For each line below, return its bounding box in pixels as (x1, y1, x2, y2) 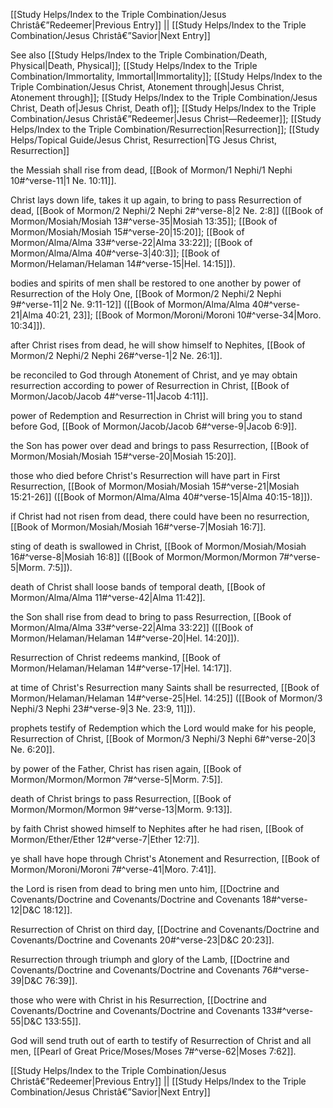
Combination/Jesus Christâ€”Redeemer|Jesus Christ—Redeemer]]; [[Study (10, 113, 322, 124)
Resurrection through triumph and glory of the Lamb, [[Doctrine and (10, 954, 290, 965)
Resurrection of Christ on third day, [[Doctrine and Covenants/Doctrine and (10, 924, 320, 935)
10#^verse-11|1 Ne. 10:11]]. (10, 175, 117, 186)
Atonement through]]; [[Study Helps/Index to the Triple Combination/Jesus (10, 92, 318, 103)
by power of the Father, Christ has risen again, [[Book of (10, 763, 242, 774)
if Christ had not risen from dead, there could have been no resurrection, (10, 510, 310, 522)
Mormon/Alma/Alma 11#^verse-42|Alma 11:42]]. (10, 592, 206, 603)
